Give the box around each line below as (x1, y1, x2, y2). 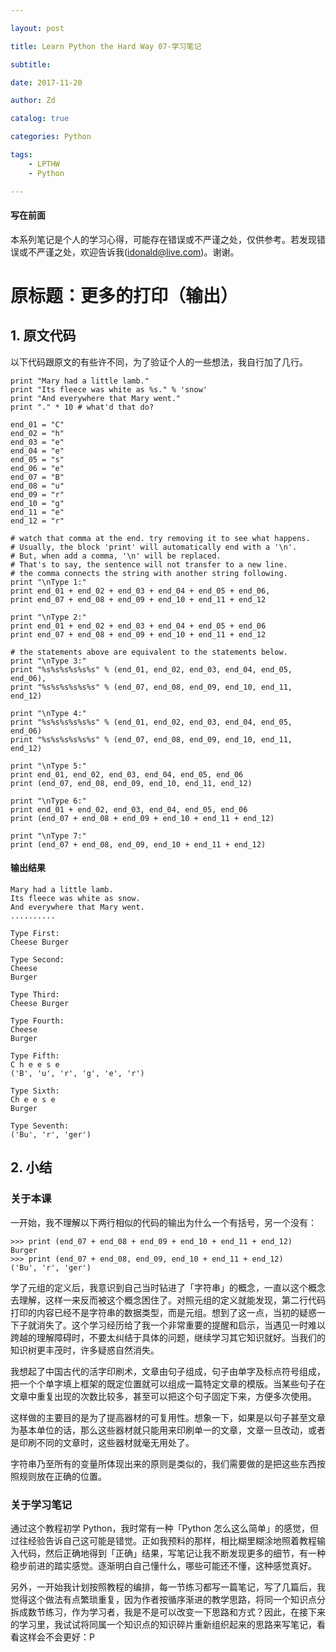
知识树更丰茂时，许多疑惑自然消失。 (10, 1344, 160, 1356)
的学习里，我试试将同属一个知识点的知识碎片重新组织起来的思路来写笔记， (10, 1618, 317, 1630)
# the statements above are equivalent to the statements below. (10, 647, 288, 657)
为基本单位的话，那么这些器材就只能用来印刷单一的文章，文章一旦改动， (10, 1424, 308, 1436)
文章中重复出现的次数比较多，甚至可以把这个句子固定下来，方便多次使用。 (10, 1390, 317, 1402)
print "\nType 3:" (10, 656, 87, 666)
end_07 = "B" (10, 472, 65, 482)
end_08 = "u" (10, 481, 65, 491)
